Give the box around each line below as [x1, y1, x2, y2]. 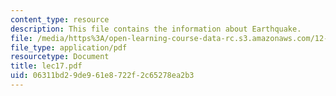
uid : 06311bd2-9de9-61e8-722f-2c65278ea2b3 [10, 71, 195, 81]
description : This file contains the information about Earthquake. [10, 24, 302, 34]
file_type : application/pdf [10, 42, 128, 53]
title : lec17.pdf [10, 61, 83, 71]
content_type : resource [10, 14, 110, 25]
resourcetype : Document [10, 52, 110, 62]
